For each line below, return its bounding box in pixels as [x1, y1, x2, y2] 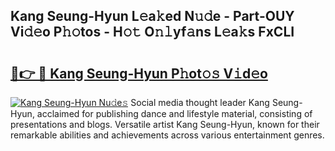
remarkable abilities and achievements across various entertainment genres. [10, 129, 325, 141]
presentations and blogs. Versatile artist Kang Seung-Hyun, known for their [10, 119, 320, 130]
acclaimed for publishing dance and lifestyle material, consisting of [36, 108, 313, 119]
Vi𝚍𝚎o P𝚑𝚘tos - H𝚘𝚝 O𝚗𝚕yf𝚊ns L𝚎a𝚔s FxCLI [10, 24, 295, 41]
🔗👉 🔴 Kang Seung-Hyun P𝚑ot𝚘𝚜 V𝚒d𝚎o [10, 65, 268, 82]
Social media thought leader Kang [130, 97, 270, 108]
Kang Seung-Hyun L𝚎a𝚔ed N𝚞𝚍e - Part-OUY [10, 8, 295, 25]
